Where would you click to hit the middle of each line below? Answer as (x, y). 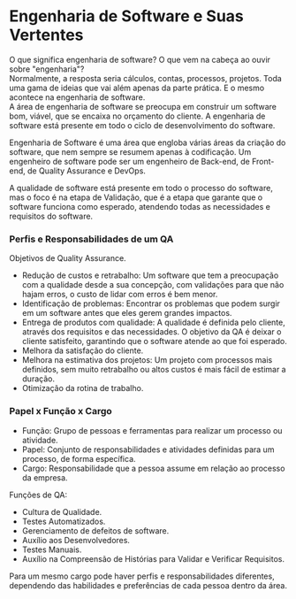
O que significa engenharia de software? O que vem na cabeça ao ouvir (140, 59)
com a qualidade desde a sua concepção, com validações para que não (153, 285)
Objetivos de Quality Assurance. (68, 258)
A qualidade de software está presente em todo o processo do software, (141, 188)
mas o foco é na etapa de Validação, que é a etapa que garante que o (136, 197)
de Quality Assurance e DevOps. (86, 171)
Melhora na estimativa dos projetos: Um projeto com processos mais (147, 360)
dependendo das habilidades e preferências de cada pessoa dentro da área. (148, 585)
